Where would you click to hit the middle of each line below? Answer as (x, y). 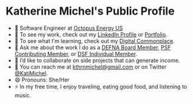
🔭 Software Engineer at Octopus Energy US (69, 28)
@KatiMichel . (31, 73)
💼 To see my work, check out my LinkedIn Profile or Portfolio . (91, 34)
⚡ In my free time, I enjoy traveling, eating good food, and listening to (101, 86)
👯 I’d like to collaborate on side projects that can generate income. (97, 60)
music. (23, 95)
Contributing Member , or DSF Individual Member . (76, 54)
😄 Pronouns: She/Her (42, 80)
